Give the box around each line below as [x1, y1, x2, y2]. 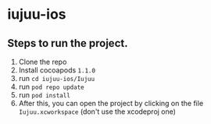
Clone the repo [18, 57, 67, 66]
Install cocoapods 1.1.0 [18, 66, 95, 75]
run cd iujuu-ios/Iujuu [18, 74, 95, 83]
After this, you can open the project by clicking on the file [18, 99, 204, 108]
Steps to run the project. [7, 37, 128, 50]
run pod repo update [18, 82, 84, 91]
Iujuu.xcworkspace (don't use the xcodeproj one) [18, 107, 177, 116]
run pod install [18, 90, 71, 99]
